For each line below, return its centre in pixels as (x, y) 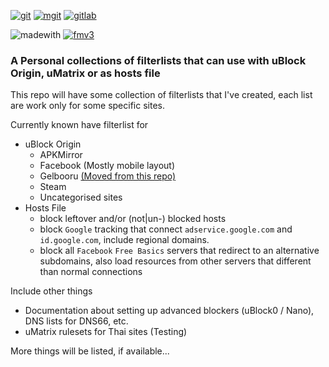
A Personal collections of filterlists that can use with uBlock (158, 60)
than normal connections (91, 272)
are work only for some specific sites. (87, 106)
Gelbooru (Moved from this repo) (108, 176)
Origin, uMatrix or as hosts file (85, 73)
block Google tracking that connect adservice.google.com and (166, 229)
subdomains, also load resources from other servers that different (175, 261)
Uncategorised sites (81, 197)
